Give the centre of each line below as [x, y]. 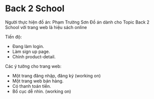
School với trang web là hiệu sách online [46, 27]
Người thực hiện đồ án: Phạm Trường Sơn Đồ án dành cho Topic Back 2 [77, 22]
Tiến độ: [14, 37]
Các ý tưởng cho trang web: [33, 66]
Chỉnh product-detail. [34, 56]
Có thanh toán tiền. [32, 86]
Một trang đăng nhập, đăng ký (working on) [56, 75]
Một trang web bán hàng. [38, 81]
